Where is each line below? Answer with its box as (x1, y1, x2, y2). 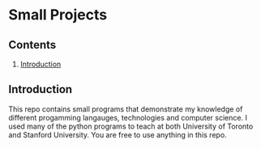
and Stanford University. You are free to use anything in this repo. (8, 129, 227, 139)
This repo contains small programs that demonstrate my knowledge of (8, 104, 243, 114)
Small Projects (8, 6, 108, 24)
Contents (8, 38, 57, 52)
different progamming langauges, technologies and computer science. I (8, 112, 247, 122)
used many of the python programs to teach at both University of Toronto (8, 121, 254, 131)
